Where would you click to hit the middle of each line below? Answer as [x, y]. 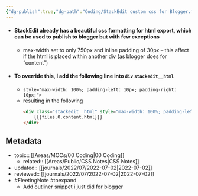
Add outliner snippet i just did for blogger [73, 187]
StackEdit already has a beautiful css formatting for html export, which [103, 31]
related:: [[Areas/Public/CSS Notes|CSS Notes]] [81, 162]
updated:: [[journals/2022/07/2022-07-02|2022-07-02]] [83, 168]
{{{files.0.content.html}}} [68, 117]
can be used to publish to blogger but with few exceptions [87, 37]
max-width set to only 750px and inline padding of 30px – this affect [106, 50]
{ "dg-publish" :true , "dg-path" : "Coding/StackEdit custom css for [86, 12]
